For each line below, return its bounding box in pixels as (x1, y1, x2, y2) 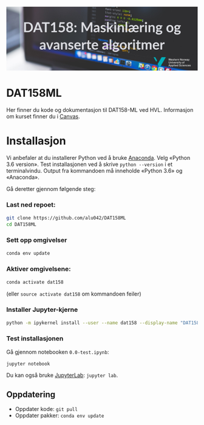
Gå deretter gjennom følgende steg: (6, 185, 96, 192)
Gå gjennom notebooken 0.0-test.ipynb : (6, 348, 109, 356)
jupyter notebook (6, 361, 50, 367)
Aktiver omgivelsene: (6, 264, 71, 273)
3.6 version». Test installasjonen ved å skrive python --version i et (6, 161, 173, 168)
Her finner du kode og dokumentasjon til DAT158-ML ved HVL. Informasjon (6, 106, 194, 113)
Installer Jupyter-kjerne (6, 305, 78, 314)
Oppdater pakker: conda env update (15, 412, 104, 420)
